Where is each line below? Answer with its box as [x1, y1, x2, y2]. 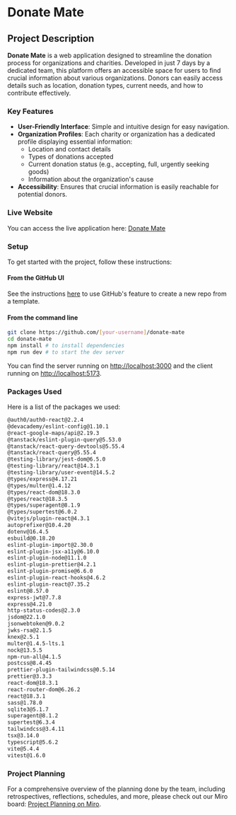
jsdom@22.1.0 [7, 613, 46, 621]
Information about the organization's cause [28, 175, 154, 184]
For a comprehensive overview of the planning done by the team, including [7, 785, 226, 793]
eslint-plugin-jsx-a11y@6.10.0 [7, 548, 100, 555]
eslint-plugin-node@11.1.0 [7, 555, 87, 562]
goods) [28, 168, 49, 176]
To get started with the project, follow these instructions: [7, 258, 172, 266]
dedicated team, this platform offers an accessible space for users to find [7, 67, 221, 74]
